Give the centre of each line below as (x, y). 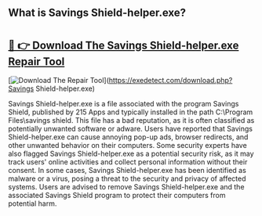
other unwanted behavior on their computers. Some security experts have (127, 145)
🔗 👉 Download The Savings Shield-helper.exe (124, 45)
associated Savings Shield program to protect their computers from (117, 195)
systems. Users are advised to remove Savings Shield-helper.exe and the (126, 187)
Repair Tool (36, 61)
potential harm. (33, 203)
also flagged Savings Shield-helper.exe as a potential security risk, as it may (131, 153)
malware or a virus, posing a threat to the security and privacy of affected (127, 178)
